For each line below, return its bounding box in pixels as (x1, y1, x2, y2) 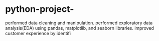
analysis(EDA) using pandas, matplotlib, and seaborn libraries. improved (5, 25, 154, 31)
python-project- (5, 3, 74, 15)
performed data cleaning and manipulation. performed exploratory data (5, 20, 153, 26)
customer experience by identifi (5, 30, 71, 36)
